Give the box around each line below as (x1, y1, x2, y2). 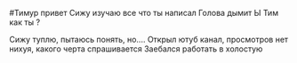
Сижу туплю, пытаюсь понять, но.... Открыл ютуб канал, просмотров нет (9, 35, 289, 44)
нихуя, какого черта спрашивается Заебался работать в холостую (9, 43, 263, 54)
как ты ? (9, 17, 41, 28)
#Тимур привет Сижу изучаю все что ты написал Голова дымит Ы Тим (9, 8, 278, 18)
